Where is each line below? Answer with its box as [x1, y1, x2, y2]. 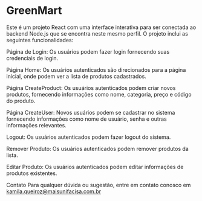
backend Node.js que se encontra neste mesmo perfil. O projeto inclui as [6, 30, 189, 37]
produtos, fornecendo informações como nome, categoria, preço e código [6, 91, 192, 98]
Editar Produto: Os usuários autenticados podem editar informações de [6, 163, 184, 170]
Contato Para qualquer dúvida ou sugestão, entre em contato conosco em [6, 181, 191, 188]
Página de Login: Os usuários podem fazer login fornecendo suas [6, 48, 170, 55]
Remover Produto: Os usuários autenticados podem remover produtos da [6, 145, 189, 152]
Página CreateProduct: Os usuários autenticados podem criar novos [6, 84, 176, 91]
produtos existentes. [6, 170, 57, 177]
